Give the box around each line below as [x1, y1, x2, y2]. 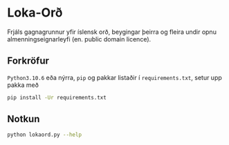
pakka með [7, 81, 39, 89]
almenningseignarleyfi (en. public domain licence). [7, 35, 152, 43]
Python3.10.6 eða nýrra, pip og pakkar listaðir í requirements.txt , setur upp [7, 73, 223, 81]
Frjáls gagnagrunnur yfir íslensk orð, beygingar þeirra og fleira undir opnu [7, 28, 217, 36]
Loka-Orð [7, 5, 63, 21]
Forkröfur [7, 55, 50, 67]
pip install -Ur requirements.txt [7, 94, 107, 101]
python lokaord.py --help [7, 131, 82, 139]
